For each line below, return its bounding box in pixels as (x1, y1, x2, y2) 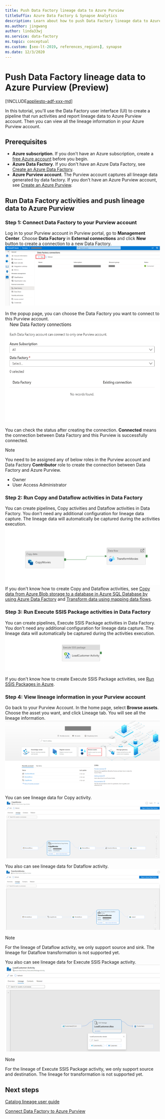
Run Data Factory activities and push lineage (5, 196, 145, 205)
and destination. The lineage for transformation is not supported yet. (5, 1071, 143, 1077)
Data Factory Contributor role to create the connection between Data (5, 461, 146, 468)
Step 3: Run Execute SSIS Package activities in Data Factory (5, 609, 151, 616)
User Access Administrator (12, 482, 67, 488)
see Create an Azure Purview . (12, 182, 73, 188)
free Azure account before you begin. (12, 156, 88, 162)
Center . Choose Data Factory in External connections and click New (5, 236, 146, 242)
